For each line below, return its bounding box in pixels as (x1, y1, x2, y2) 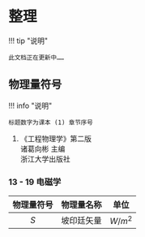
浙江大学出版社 (19, 153, 70, 163)
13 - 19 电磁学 (8, 176, 62, 187)
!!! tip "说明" (8, 36, 49, 45)
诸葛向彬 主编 (19, 144, 66, 153)
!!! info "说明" (8, 101, 53, 110)
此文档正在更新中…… (8, 54, 65, 62)
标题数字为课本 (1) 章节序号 (8, 118, 93, 127)
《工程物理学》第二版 (19, 133, 92, 143)
